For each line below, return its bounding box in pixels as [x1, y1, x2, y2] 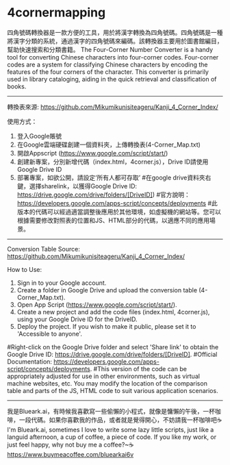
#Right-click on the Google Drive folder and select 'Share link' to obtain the [7, 342, 219, 351]
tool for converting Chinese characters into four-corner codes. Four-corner [7, 53, 219, 61]
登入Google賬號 [16, 131, 62, 140]
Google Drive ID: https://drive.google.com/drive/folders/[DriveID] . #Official [7, 350, 218, 358]
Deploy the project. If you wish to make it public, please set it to [16, 322, 196, 330]
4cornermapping [7, 5, 106, 21]
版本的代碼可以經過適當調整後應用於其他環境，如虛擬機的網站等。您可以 [16, 208, 221, 216]
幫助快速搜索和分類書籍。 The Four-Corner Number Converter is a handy [7, 45, 214, 53]
